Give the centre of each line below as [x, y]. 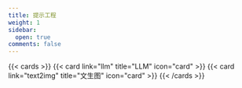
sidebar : [22, 30]
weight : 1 [24, 23]
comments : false [35, 44]
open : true [33, 37]
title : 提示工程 [32, 15]
